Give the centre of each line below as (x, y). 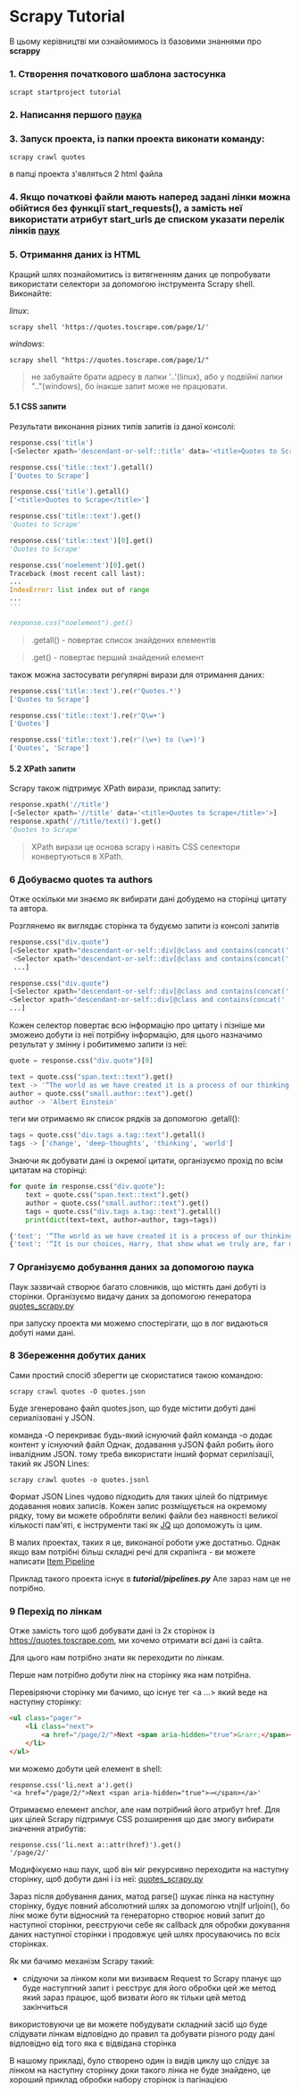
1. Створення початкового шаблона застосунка (117, 73)
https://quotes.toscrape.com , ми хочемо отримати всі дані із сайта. (137, 1640)
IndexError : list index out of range (79, 590)
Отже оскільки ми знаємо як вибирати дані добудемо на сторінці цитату (148, 899)
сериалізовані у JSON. (52, 1417)
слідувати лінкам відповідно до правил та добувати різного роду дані (142, 2033)
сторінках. (29, 1944)
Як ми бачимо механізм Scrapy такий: (82, 1961)
